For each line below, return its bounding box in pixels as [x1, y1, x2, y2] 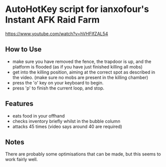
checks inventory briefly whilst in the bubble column [12, 118, 120, 124]
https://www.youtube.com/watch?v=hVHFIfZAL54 [5, 30, 108, 36]
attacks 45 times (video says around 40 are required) [12, 123, 122, 129]
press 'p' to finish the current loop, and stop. [12, 85, 104, 91]
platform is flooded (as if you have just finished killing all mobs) [12, 63, 143, 69]
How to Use [5, 45, 42, 53]
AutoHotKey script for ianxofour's [5, 3, 149, 15]
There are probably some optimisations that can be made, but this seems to [5, 151, 161, 157]
